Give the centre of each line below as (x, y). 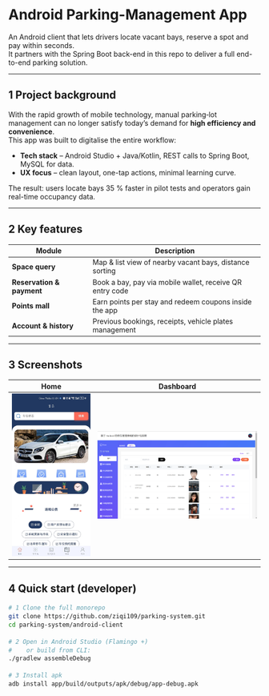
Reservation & (36, 282)
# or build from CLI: (50, 650)
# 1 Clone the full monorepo (57, 608)
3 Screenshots (45, 365)
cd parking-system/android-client (66, 625)
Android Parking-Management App (128, 15)
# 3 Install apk (35, 676)
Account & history (42, 325)
